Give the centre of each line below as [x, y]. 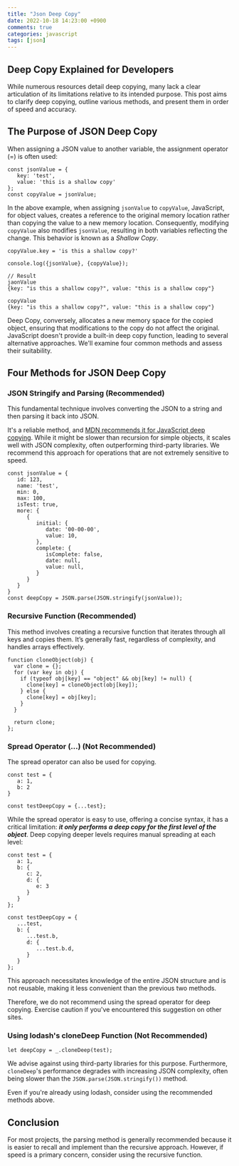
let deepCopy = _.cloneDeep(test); [60, 1051]
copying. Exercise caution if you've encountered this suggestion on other [115, 1010]
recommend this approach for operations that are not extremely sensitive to [118, 453]
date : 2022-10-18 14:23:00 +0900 [57, 21]
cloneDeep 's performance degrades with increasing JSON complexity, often [118, 1071]
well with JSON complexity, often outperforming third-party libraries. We [114, 445]
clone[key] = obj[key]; [62, 697]
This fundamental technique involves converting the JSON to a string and [115, 409]
